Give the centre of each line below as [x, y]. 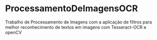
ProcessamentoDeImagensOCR [72, 9]
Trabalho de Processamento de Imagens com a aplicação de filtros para [78, 22]
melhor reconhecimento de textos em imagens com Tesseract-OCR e [76, 27]
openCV [14, 32]
